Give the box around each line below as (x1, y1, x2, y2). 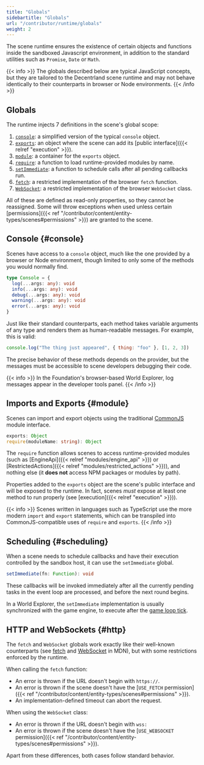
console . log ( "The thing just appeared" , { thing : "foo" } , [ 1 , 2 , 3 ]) (6, 345, 189, 351)
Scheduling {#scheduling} (6, 536, 108, 547)
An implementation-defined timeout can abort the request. (15, 697, 162, 704)
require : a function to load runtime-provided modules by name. (15, 159, 175, 166)
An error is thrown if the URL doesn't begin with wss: (15, 720, 147, 728)
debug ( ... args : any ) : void (12, 291, 80, 298)
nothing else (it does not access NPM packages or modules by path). (6, 469, 181, 477)
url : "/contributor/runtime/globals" (6, 20, 102, 26)
